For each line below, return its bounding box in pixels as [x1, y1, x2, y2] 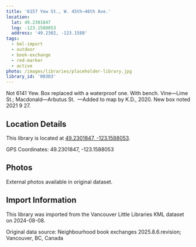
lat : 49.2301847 [11, 19, 51, 25]
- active [11, 62, 33, 69]
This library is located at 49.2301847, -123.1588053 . [6, 134, 130, 141]
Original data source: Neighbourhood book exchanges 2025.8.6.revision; [6, 228, 181, 235]
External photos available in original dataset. [6, 178, 113, 185]
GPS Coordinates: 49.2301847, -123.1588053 [6, 145, 114, 152]
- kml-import [11, 41, 43, 47]
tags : [6, 36, 19, 41]
